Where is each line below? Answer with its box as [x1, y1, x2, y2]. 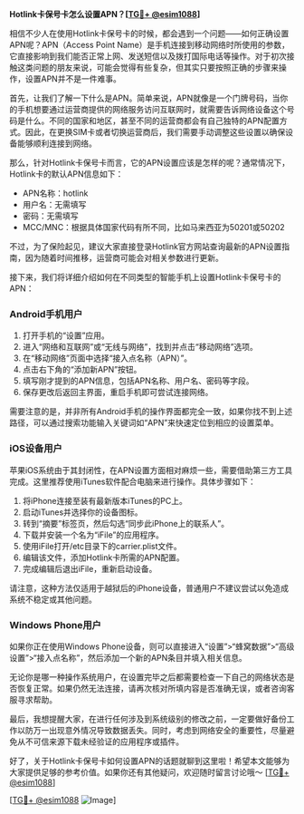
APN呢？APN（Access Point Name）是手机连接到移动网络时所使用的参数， [9, 40, 290, 50]
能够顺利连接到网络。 [16, 138, 97, 149]
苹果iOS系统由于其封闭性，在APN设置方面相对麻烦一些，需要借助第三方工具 [9, 464, 293, 475]
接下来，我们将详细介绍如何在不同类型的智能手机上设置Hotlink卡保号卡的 [9, 272, 282, 282]
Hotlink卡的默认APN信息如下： [9, 169, 124, 179]
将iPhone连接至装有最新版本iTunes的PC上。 [22, 495, 187, 506]
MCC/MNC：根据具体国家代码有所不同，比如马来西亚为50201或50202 [22, 222, 285, 232]
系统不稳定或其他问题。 [9, 594, 97, 605]
